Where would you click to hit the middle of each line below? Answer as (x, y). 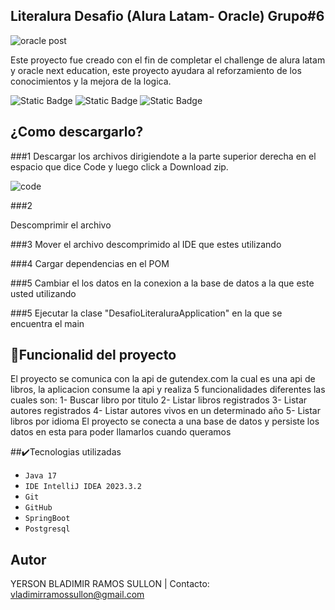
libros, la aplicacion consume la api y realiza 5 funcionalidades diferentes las (168, 390)
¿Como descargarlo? (77, 132)
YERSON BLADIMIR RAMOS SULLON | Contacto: (110, 584)
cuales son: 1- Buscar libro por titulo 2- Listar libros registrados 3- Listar (159, 400)
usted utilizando (43, 293)
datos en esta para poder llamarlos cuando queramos (121, 432)
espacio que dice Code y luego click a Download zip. (119, 166)
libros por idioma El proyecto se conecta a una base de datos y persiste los (165, 421)
